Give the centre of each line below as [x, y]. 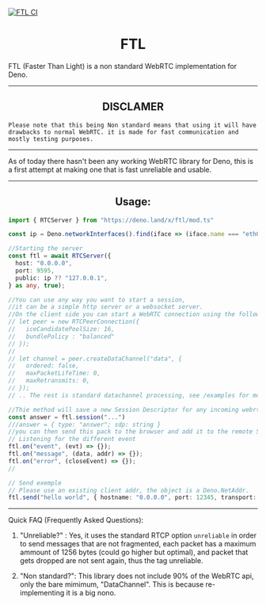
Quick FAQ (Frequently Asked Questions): [76, 520]
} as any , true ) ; [37, 285]
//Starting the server [46, 249]
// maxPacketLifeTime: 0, [55, 373]
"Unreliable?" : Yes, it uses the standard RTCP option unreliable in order [138, 535]
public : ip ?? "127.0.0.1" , [62, 278]
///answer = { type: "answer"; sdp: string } [84, 424]
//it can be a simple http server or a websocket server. [106, 307]
